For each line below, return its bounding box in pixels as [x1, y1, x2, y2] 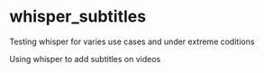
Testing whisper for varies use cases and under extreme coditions [9, 36, 255, 47]
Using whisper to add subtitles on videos [9, 53, 161, 64]
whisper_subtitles [9, 6, 147, 27]
